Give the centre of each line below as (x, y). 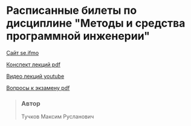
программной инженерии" (78, 36)
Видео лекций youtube (35, 76)
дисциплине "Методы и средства (96, 23)
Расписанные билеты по (72, 11)
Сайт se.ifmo (23, 52)
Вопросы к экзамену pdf (38, 87)
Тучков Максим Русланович (57, 117)
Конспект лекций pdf (33, 65)
